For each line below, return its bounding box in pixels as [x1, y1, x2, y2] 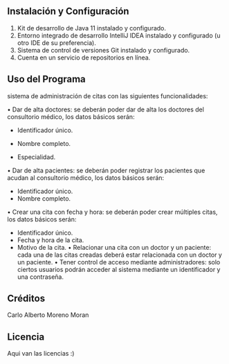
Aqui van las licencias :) [7, 349, 75, 358]
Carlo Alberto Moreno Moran [7, 311, 89, 319]
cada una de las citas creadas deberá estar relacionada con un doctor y [17, 251, 223, 259]
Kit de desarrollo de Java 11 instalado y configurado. [17, 24, 167, 32]
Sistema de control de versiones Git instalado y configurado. [17, 46, 190, 54]
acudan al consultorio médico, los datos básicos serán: [7, 173, 165, 182]
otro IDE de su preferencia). [17, 38, 97, 47]
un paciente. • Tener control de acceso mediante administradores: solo [17, 257, 221, 266]
